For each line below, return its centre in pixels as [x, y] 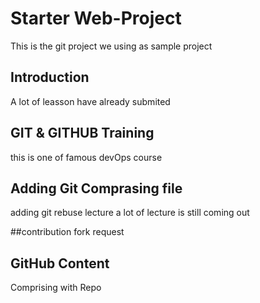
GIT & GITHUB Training [82, 133]
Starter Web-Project [96, 18]
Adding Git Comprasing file [96, 188]
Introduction [50, 77]
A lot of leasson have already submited [90, 101]
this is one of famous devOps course [86, 157]
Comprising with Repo [56, 288]
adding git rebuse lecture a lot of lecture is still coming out [130, 213]
